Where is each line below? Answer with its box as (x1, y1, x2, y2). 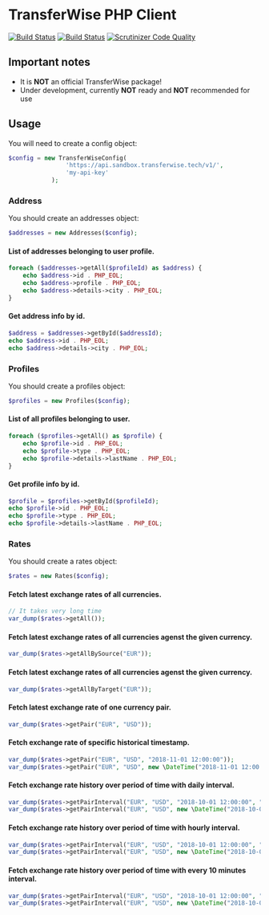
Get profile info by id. (8, 479, 80, 489)
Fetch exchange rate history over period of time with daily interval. (8, 780, 235, 790)
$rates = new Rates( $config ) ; (8, 572, 110, 580)
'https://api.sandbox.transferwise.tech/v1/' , (65, 161, 224, 169)
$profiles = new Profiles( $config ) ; (8, 396, 130, 405)
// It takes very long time (8, 608, 102, 616)
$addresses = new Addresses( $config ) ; (8, 229, 138, 238)
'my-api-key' (65, 169, 110, 177)
